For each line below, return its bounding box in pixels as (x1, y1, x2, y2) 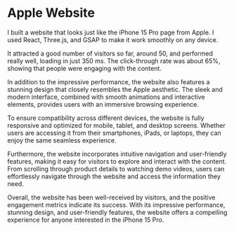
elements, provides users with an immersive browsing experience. (7, 100, 199, 108)
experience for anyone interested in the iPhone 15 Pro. (7, 216, 164, 224)
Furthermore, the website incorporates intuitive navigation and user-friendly (7, 150, 227, 158)
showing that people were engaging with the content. (7, 64, 162, 72)
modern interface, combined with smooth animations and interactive (7, 93, 205, 101)
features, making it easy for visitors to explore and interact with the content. (7, 157, 227, 166)
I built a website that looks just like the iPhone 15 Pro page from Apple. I (7, 28, 214, 37)
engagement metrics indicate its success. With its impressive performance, (7, 200, 226, 209)
